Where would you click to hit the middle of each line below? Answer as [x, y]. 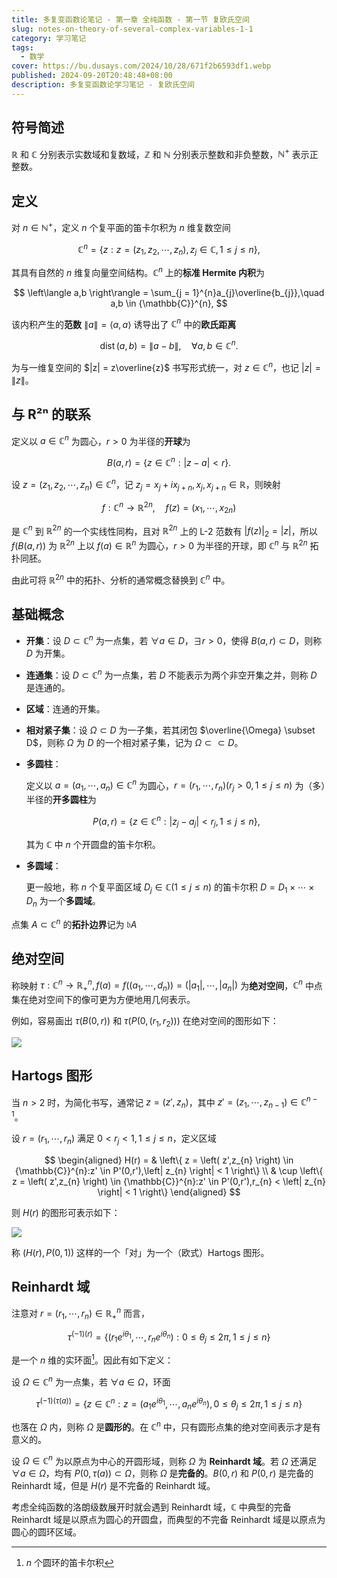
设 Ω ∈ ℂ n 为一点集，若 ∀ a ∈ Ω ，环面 [91, 1381]
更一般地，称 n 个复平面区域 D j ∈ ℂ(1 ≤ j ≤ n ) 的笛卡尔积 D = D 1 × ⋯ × [170, 888]
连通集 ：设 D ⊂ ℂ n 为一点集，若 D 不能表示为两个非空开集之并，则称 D [171, 674]
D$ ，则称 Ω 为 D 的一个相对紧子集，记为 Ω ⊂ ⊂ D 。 [134, 742]
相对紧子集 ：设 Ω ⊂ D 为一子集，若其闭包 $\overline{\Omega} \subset [170, 730]
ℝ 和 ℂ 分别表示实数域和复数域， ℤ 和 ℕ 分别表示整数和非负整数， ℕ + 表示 [160, 153]
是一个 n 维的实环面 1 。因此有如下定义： [92, 1359]
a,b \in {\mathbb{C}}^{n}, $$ [169, 303]
